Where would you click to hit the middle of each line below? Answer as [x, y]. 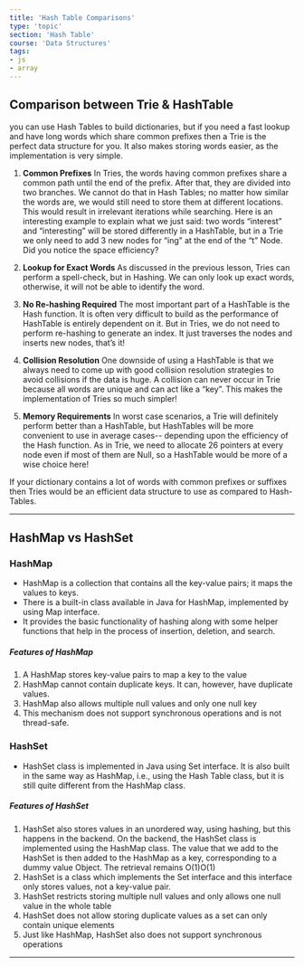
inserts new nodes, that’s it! [73, 342]
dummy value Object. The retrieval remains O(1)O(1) [119, 867]
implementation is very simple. [66, 156]
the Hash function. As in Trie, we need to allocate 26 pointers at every [152, 445]
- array [24, 69]
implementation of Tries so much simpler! [100, 398]
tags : [19, 52]
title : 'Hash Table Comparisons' [72, 18]
